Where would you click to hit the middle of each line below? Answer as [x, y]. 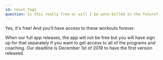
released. [15, 53]
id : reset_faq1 [21, 10]
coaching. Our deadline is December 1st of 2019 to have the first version [79, 48]
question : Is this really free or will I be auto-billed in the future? [82, 14]
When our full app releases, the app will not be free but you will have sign [80, 38]
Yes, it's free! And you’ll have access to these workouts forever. [70, 28]
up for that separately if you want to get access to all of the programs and [80, 42]
